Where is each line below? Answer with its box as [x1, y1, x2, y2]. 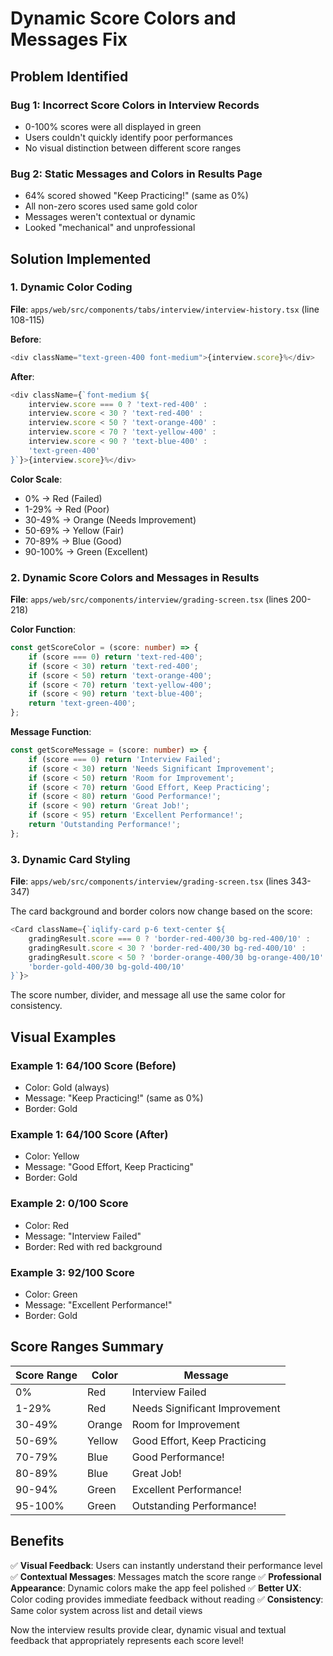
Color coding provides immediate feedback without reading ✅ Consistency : [10, 1593, 324, 1605]
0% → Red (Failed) [24, 492, 103, 504]
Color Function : [10, 623, 77, 636]
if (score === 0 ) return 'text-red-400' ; [28, 652, 203, 662]
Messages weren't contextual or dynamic [24, 211, 196, 223]
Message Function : [10, 726, 92, 738]
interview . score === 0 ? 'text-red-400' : [28, 399, 208, 409]
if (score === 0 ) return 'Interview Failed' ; [28, 754, 222, 764]
